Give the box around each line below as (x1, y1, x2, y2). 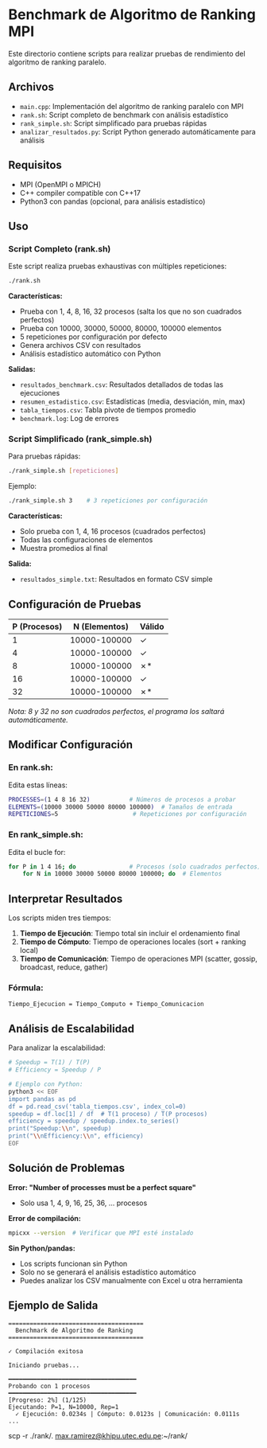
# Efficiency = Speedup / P (8, 1066, 102, 1074)
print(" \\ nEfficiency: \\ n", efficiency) (8, 1132, 145, 1140)
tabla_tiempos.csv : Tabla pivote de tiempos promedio (19, 405, 196, 415)
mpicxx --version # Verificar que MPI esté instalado (8, 1228, 194, 1237)
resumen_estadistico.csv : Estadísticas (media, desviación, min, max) (19, 396, 246, 407)
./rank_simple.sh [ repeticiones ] (8, 467, 119, 475)
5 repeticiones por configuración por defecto (19, 332, 168, 342)
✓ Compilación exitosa (8, 1348, 83, 1356)
